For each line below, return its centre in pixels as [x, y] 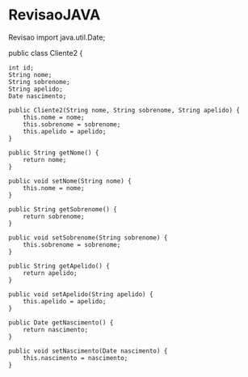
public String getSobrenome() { [63, 209]
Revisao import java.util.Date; [57, 37]
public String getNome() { [54, 152]
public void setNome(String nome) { [70, 181]
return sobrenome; [54, 216]
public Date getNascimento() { [61, 322]
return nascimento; [56, 329]
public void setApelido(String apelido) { [81, 294]
